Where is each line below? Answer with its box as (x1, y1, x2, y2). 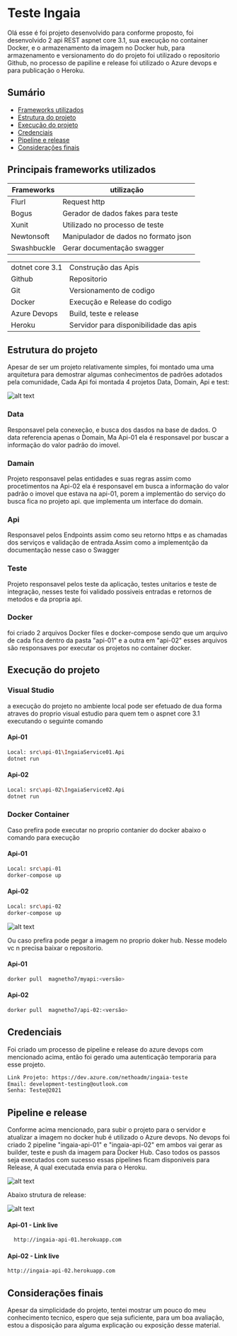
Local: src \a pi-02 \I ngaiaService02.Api (7, 786, 125, 794)
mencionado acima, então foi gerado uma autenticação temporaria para (7, 1052, 217, 1061)
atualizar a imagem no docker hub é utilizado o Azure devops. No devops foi (7, 1133, 230, 1142)
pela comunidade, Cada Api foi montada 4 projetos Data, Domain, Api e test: (7, 378, 230, 386)
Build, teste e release (69, 308, 139, 318)
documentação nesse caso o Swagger (7, 546, 120, 555)
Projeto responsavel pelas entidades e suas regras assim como (7, 474, 192, 483)
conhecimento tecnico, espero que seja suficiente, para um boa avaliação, (7, 1313, 224, 1322)
